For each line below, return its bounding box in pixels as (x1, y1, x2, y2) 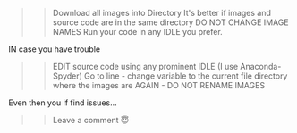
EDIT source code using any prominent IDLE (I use (52, 62, 239, 71)
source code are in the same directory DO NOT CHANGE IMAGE (52, 17, 289, 28)
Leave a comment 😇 (52, 115, 130, 125)
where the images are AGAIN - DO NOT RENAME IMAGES (52, 80, 266, 90)
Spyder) (52, 71, 82, 81)
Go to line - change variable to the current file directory (83, 71, 288, 81)
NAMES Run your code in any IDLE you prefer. (52, 27, 223, 37)
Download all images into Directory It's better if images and (52, 8, 272, 18)
